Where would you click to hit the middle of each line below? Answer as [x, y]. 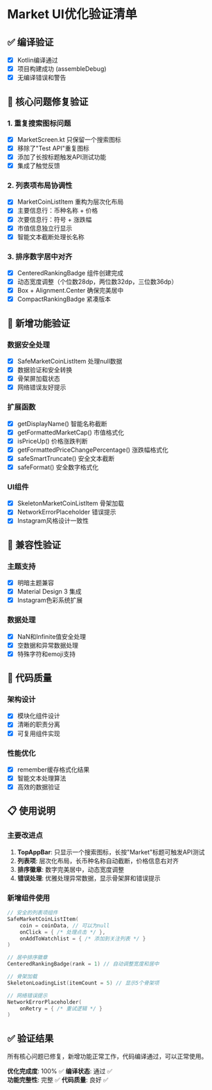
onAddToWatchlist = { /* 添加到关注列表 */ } [83, 938]
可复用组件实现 [38, 733]
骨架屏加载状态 [38, 379]
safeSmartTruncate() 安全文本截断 [66, 458]
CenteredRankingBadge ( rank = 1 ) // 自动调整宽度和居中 [83, 964]
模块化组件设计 [38, 716]
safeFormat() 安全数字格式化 [58, 467]
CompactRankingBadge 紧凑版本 [64, 299]
